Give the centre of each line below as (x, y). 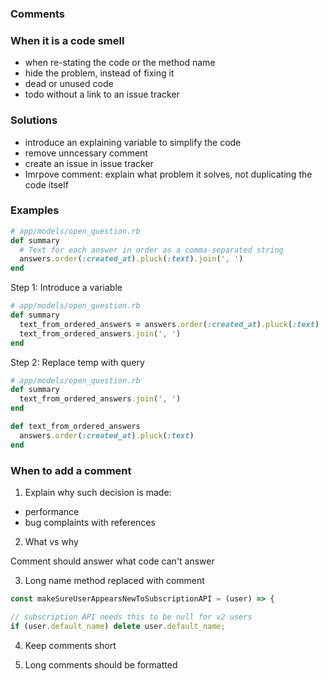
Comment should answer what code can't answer (112, 561)
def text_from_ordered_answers (75, 427)
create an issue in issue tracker (89, 163)
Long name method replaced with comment (114, 580)
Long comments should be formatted (101, 664)
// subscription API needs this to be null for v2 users (131, 617)
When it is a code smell (67, 40)
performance (52, 511)
